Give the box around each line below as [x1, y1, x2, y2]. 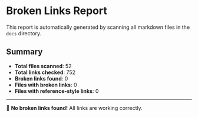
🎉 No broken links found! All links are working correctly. [6, 104, 143, 111]
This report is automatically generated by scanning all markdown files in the [6, 24, 190, 31]
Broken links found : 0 [14, 75, 68, 82]
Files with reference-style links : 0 [14, 87, 99, 95]
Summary [6, 47, 43, 57]
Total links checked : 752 [14, 69, 75, 76]
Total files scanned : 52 [14, 62, 72, 69]
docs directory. [6, 29, 42, 36]
